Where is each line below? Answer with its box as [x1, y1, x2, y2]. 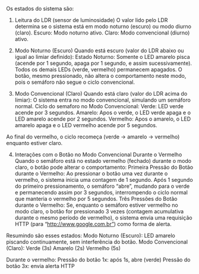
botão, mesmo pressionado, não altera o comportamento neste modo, [14, 73, 187, 79]
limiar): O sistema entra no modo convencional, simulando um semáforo [14, 96, 191, 103]
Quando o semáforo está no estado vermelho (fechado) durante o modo [14, 158, 192, 164]
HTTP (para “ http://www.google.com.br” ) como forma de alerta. [14, 221, 172, 228]
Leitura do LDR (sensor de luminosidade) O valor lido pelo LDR [14, 17, 168, 23]
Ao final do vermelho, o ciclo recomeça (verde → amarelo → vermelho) [6, 133, 180, 140]
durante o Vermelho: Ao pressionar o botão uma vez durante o [14, 170, 168, 177]
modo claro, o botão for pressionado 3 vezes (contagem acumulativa [14, 208, 184, 215]
